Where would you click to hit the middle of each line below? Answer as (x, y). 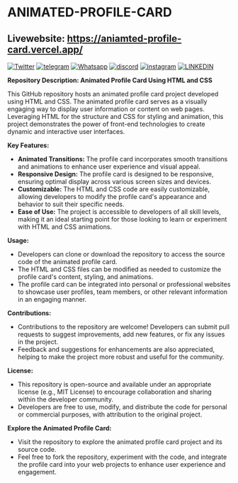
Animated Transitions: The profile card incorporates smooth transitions (123, 159)
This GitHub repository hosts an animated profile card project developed (113, 94)
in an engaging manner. (52, 299)
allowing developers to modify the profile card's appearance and (112, 197)
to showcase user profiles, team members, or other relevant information (123, 292)
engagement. (37, 472)
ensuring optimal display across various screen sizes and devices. (114, 182)
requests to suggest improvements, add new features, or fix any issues (121, 334)
